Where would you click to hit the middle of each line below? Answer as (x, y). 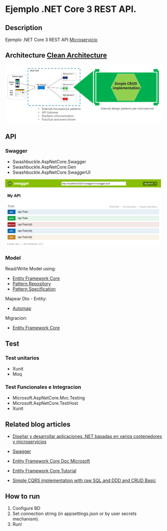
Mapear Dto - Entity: (26, 299)
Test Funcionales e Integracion (43, 387)
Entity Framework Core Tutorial (44, 471)
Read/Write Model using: (31, 269)
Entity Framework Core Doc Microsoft (51, 461)
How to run (23, 496)
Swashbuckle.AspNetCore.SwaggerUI (51, 172)
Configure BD (26, 508)
